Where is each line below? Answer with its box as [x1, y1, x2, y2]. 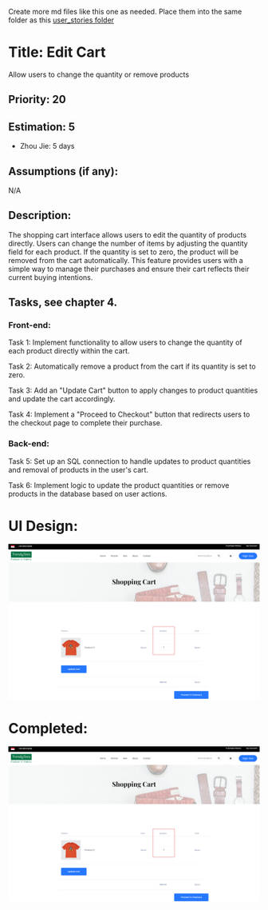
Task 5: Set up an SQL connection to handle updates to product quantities [8, 456, 251, 466]
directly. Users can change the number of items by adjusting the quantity [8, 238, 249, 248]
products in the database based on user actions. [8, 489, 167, 498]
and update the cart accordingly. [8, 394, 116, 404]
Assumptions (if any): [8, 164, 118, 178]
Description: [8, 209, 72, 222]
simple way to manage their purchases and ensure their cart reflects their [8, 264, 250, 273]
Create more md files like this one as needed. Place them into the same [8, 7, 242, 16]
